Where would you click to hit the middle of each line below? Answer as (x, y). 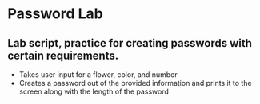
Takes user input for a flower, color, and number (98, 75)
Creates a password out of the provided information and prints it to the (136, 83)
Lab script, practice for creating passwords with (130, 43)
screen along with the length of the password (94, 91)
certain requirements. (63, 55)
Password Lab (55, 14)
